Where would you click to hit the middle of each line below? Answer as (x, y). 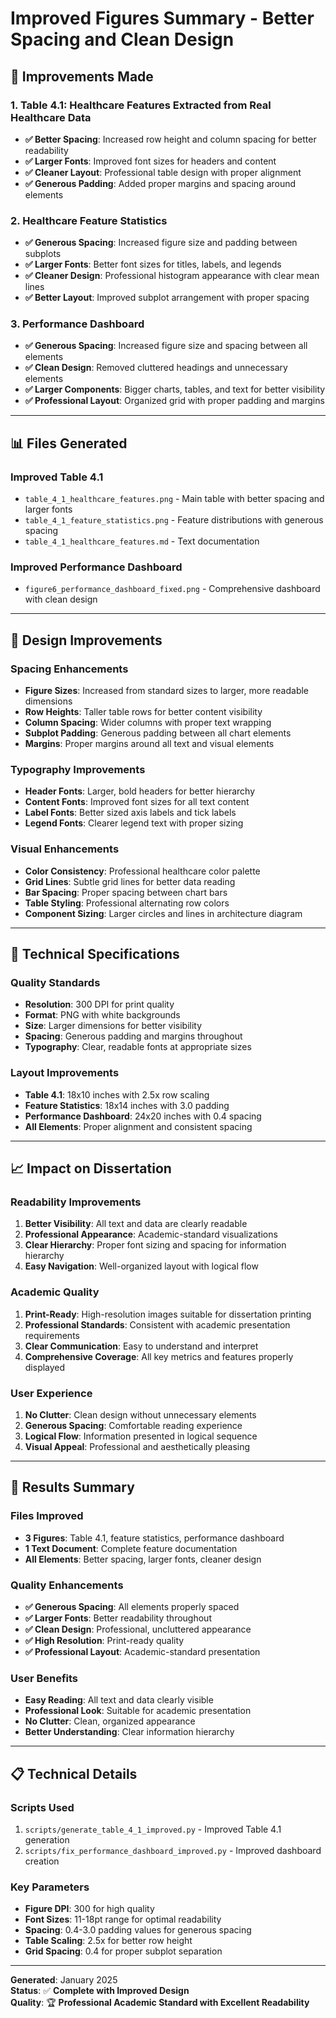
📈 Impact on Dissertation (91, 1168)
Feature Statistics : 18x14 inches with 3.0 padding (127, 1105)
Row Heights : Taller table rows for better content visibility (143, 712)
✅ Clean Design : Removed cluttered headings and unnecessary (156, 368)
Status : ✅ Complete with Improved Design (100, 1991)
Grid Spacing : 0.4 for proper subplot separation (123, 1951)
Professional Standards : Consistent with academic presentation (157, 1324)
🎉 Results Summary (72, 1487)
